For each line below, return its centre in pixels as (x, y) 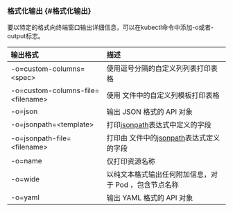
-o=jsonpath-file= (41, 138)
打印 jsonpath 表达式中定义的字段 (159, 125)
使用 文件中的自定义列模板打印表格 (163, 95)
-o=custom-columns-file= (55, 90)
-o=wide (25, 179)
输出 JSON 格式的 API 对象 (149, 112)
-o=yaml (25, 197)
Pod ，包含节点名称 (147, 185)
